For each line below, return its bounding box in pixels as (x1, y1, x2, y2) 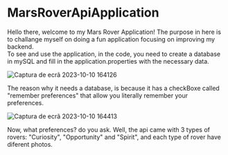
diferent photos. (7, 140, 53, 148)
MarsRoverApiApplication (7, 5, 159, 21)
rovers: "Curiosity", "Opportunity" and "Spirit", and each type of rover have (7, 133, 222, 141)
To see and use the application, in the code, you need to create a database (7, 50, 221, 58)
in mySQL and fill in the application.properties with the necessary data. (7, 57, 209, 65)
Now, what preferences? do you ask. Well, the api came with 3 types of (7, 125, 210, 134)
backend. (7, 42, 34, 51)
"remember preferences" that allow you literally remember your (7, 91, 188, 100)
